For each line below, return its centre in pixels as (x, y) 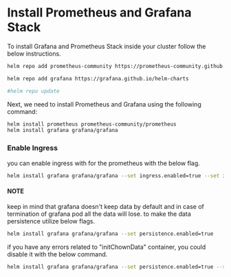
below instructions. (34, 54)
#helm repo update (33, 91)
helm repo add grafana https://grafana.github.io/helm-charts (98, 78)
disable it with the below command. (57, 254)
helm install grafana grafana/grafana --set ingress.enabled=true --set (113, 176)
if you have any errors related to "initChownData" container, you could (107, 247)
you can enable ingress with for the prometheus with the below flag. (104, 163)
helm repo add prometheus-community (59, 66)
